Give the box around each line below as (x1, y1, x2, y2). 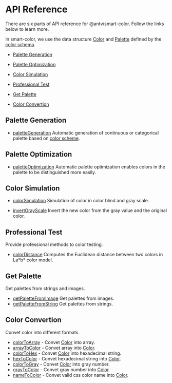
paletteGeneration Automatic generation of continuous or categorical (12, 129, 159, 136)
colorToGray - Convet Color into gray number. (12, 361, 110, 367)
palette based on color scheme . (12, 135, 80, 141)
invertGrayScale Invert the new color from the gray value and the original (12, 207, 167, 214)
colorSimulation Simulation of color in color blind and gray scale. (12, 198, 149, 204)
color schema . (5, 41, 36, 47)
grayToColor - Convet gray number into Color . (12, 366, 110, 373)
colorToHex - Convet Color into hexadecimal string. (12, 350, 122, 356)
